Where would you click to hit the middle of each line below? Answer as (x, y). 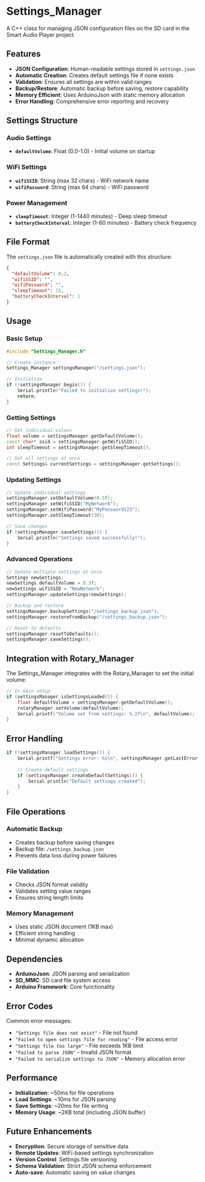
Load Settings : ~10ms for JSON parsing (65, 1099)
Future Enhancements (49, 1131)
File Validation (28, 871)
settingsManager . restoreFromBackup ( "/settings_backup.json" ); (87, 617)
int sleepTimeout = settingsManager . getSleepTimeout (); (79, 447)
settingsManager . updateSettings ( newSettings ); (67, 595)
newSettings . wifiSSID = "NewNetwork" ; (56, 589)
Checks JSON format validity (52, 885)
